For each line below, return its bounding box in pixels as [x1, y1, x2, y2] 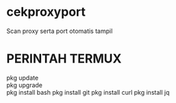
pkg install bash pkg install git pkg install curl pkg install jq [6, 88, 170, 96]
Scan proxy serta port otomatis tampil [6, 27, 113, 35]
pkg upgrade [6, 80, 42, 89]
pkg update [6, 73, 39, 82]
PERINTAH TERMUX [6, 51, 122, 67]
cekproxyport [6, 4, 86, 20]
